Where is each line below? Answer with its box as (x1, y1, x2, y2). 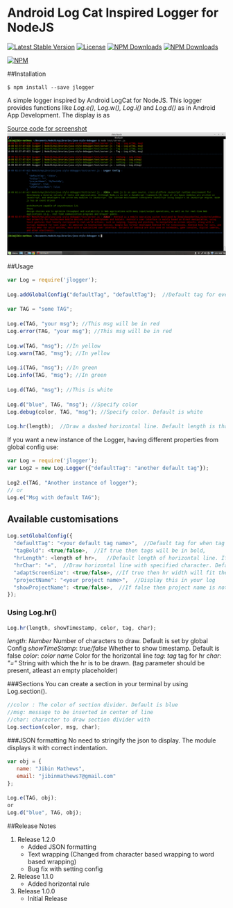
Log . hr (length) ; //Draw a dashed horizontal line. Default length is (7, 423, 216, 430)
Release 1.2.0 (17, 835, 55, 843)
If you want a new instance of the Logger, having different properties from (7, 436, 219, 444)
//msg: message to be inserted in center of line (7, 709, 154, 716)
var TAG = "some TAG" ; (7, 306, 73, 313)
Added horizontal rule (27, 879, 90, 888)
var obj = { (7, 758, 42, 765)
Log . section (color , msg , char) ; (7, 724, 101, 731)
